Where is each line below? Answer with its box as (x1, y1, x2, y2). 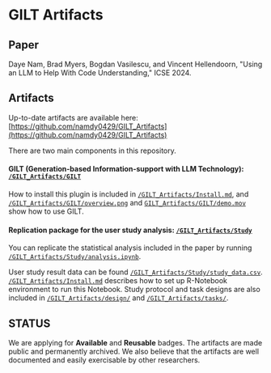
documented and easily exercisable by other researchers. (8, 355, 201, 365)
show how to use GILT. (8, 206, 84, 216)
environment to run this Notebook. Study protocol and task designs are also (8, 285, 260, 295)
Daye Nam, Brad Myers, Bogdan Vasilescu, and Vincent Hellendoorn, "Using (8, 59, 263, 69)
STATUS (8, 316, 51, 330)
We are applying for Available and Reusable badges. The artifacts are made (8, 338, 263, 348)
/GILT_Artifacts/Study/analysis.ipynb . (8, 252, 142, 261)
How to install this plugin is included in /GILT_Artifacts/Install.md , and (8, 189, 249, 199)
